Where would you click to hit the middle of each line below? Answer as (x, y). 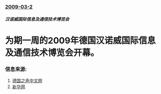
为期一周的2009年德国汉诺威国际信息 (80, 40)
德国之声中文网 (27, 81)
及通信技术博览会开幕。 (52, 53)
